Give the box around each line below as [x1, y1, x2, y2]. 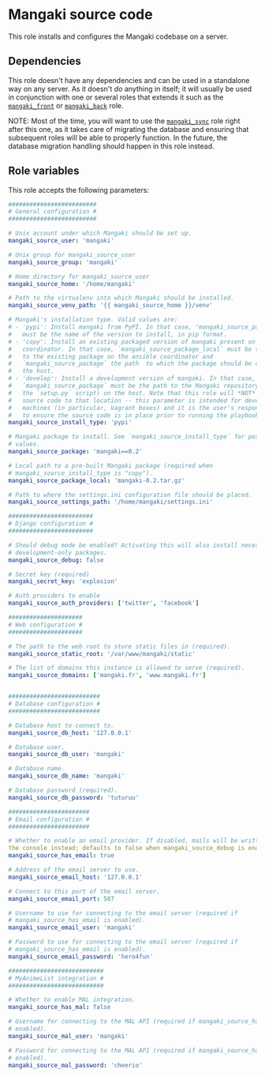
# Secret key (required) [8, 571, 90, 578]
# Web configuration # [8, 620, 83, 629]
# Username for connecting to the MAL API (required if [8, 1018, 196, 1026]
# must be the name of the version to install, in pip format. [8, 330, 227, 338]
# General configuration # [8, 208, 97, 216]
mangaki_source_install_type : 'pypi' [8, 419, 132, 427]
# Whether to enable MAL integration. [8, 996, 136, 1004]
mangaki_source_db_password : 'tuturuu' [8, 793, 140, 801]
